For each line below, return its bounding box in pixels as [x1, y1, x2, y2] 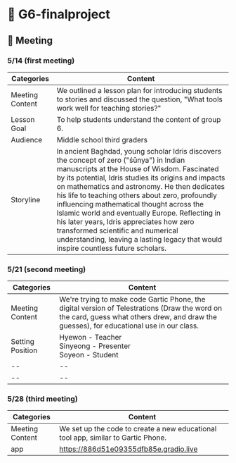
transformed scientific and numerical [56, 226, 178, 235]
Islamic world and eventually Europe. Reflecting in [56, 208, 221, 218]
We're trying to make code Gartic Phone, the [59, 295, 206, 304]
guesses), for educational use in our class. [59, 321, 199, 331]
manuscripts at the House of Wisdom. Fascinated [56, 163, 219, 173]
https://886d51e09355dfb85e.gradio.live [59, 444, 198, 454]
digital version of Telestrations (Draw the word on [59, 303, 223, 313]
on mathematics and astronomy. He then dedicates [56, 181, 225, 191]
